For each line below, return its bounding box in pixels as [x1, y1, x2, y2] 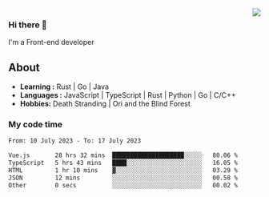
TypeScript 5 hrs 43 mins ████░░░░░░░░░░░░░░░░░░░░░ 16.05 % [8, 159, 239, 167]
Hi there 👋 [8, 19, 48, 30]
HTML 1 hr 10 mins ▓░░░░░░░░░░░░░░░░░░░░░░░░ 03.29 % [8, 167, 239, 175]
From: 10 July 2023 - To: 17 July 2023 [8, 137, 142, 145]
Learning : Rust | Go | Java [19, 82, 110, 91]
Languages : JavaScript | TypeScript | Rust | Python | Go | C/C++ [19, 90, 236, 100]
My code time [8, 119, 62, 131]
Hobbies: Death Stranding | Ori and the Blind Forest [19, 99, 191, 109]
